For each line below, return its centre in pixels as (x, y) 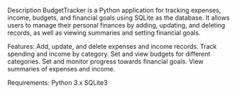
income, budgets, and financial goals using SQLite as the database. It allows (119, 18)
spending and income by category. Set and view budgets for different (109, 54)
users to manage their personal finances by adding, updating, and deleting (116, 25)
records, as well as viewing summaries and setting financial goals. (104, 33)
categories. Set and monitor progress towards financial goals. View (105, 61)
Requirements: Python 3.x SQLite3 (57, 83)
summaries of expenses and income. (61, 69)
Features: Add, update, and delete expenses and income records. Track (112, 46)
